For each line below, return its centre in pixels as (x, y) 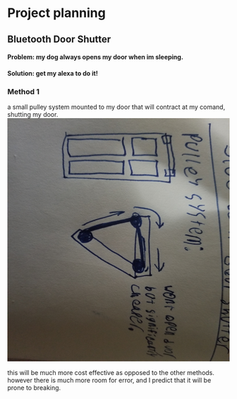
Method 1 (24, 91)
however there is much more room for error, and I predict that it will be (109, 381)
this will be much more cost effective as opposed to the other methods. (111, 373)
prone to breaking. (34, 388)
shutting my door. (33, 115)
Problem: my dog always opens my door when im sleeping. (95, 57)
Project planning (56, 13)
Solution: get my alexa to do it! (53, 73)
